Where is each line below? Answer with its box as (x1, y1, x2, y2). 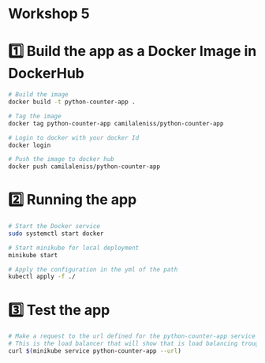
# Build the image (8, 91, 69, 99)
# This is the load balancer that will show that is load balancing (8, 340, 238, 348)
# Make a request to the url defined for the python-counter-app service (8, 332, 256, 340)
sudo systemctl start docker (8, 230, 104, 238)
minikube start (8, 251, 58, 259)
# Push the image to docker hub (8, 155, 114, 163)
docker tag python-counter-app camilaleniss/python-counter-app (8, 119, 224, 127)
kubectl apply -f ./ (8, 273, 77, 281)
